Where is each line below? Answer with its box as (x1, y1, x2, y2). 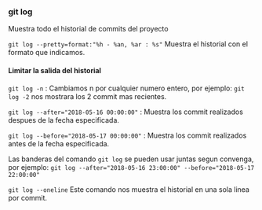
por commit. (8, 193, 48, 202)
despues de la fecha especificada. (8, 115, 120, 124)
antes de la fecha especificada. (8, 138, 110, 148)
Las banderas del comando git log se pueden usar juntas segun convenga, (8, 154, 254, 164)
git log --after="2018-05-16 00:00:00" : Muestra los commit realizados (8, 107, 243, 116)
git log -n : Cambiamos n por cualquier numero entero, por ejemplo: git (8, 83, 245, 93)
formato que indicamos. (8, 48, 86, 57)
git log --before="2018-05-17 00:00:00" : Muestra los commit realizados (8, 131, 247, 140)
